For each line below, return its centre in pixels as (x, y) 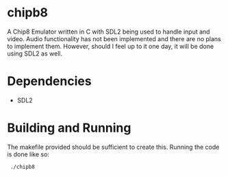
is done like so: (28, 154)
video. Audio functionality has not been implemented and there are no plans (114, 38)
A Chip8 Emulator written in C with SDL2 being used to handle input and (109, 32)
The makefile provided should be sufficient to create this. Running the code (113, 147)
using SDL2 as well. (35, 54)
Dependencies (49, 81)
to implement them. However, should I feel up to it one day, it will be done (111, 46)
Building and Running (69, 128)
